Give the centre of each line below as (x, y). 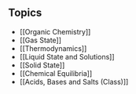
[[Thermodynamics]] (53, 48)
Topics (25, 13)
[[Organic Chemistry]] (55, 31)
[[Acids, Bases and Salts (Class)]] (74, 81)
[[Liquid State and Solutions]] (67, 56)
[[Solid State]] (42, 65)
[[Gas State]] (40, 40)
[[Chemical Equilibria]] (56, 73)
